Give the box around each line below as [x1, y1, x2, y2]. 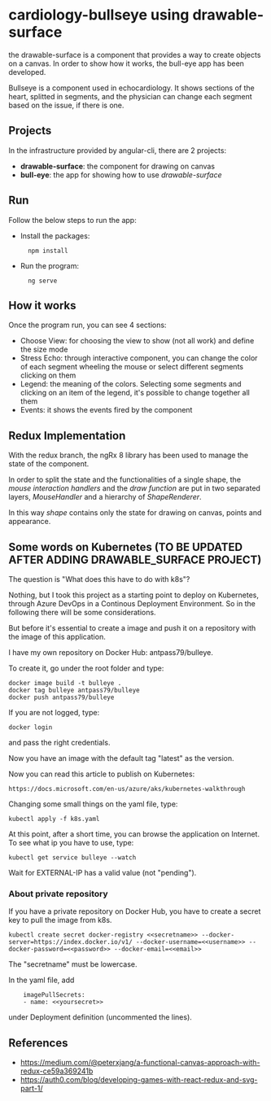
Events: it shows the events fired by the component [20, 405, 193, 415]
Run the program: [20, 260, 80, 270]
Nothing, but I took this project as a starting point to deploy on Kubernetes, [8, 590, 259, 600]
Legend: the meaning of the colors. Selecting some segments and [20, 379, 242, 389]
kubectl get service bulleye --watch [8, 854, 137, 862]
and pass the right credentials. [8, 738, 111, 747]
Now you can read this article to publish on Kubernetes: [8, 769, 195, 779]
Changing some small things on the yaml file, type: [8, 799, 178, 809]
